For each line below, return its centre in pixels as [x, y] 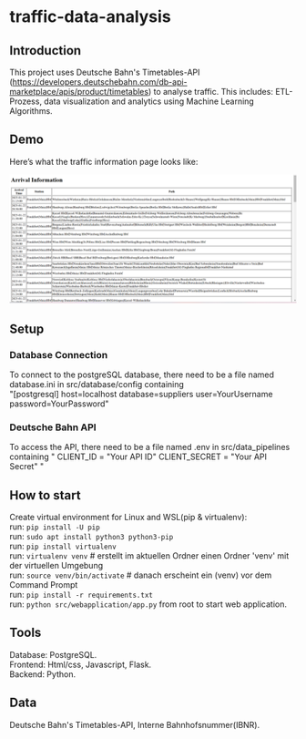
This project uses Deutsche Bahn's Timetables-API [105, 72]
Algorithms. [31, 111]
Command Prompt [44, 585]
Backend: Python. [42, 674]
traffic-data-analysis [90, 17]
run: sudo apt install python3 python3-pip [92, 537]
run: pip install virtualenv [63, 546]
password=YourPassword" [59, 404]
